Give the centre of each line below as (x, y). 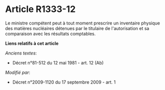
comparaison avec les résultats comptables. (51, 33)
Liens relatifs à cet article (32, 43)
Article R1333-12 (40, 9)
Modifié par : (18, 72)
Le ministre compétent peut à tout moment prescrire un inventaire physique (83, 23)
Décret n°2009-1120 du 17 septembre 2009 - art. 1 (64, 82)
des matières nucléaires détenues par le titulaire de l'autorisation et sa (77, 28)
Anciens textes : (21, 53)
